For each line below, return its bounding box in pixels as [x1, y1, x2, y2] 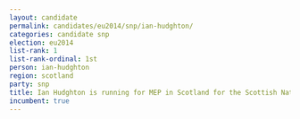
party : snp [9, 80, 50, 89]
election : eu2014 [9, 38, 74, 47]
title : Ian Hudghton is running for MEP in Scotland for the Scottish [9, 88, 278, 97]
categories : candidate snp [9, 30, 110, 38]
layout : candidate [9, 13, 78, 22]
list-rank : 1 [9, 47, 58, 55]
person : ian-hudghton [9, 64, 90, 72]
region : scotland [9, 72, 74, 81]
